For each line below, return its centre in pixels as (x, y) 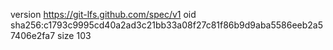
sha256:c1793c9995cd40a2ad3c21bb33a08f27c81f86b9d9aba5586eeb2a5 (167, 25)
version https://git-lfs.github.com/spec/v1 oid (103, 14)
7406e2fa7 (33, 35)
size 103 (74, 35)
